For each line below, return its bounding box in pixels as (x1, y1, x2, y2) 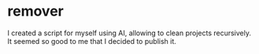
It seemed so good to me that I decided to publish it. (7, 36, 176, 45)
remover (7, 2, 64, 20)
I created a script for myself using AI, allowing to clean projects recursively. (7, 28, 252, 38)
